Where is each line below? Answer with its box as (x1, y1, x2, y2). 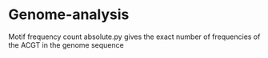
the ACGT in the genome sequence (8, 40, 124, 49)
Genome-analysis (8, 6, 130, 24)
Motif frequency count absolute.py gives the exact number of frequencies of (8, 32, 261, 41)
